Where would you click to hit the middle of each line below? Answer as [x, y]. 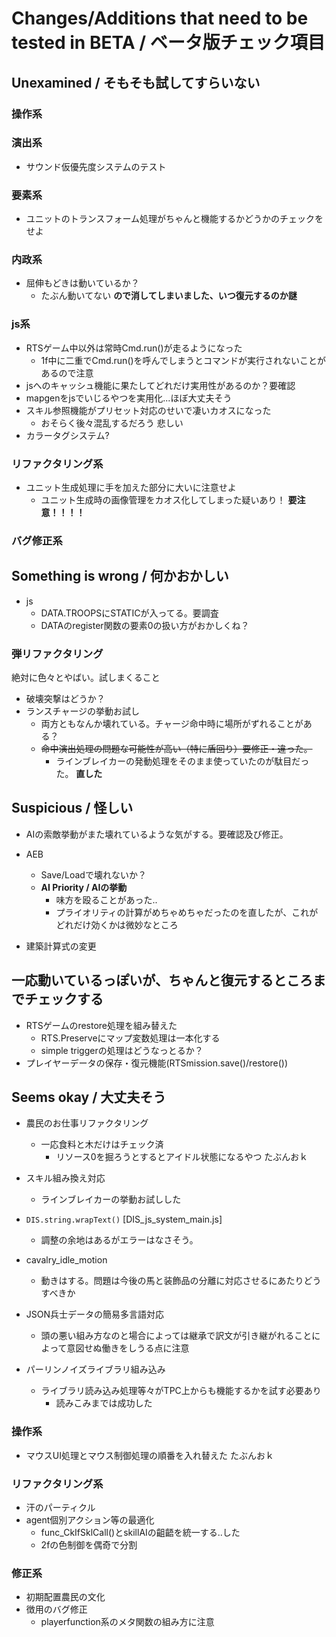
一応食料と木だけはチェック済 [102, 1144]
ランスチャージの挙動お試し [83, 711]
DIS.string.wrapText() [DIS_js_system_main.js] [124, 1219]
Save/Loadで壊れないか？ [93, 874]
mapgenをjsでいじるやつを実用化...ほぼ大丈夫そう [129, 398]
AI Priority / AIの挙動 [84, 887]
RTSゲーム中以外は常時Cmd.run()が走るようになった [134, 348]
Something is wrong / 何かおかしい [120, 576]
